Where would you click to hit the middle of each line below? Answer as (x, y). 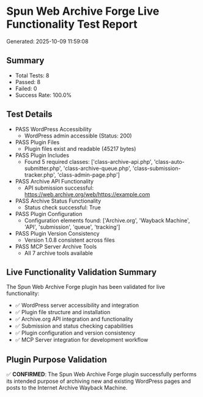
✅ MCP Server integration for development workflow (82, 340)
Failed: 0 (26, 88)
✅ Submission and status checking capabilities (74, 326)
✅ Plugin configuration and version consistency (75, 333)
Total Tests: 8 (32, 75)
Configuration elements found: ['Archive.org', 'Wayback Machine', (107, 220)
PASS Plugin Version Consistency (57, 233)
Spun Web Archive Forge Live (83, 11)
